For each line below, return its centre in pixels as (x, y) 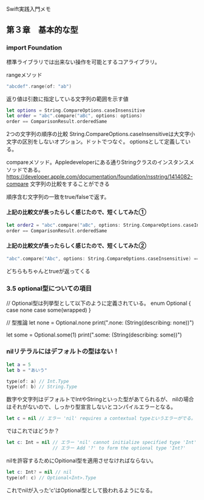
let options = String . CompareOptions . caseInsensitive (76, 110)
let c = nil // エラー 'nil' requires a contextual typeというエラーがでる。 (101, 419)
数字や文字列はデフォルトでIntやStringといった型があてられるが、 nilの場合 (100, 399)
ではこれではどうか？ (33, 431)
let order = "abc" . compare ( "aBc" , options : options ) (74, 116)
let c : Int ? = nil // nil (39, 472)
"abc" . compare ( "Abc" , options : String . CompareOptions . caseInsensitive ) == (103, 259)
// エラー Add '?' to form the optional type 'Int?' (119, 448)
